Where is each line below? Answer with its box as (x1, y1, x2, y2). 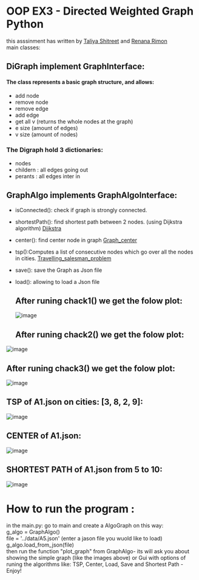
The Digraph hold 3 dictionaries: (6, 146, 103, 154)
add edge (15, 111, 39, 119)
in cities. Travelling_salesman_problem (15, 254, 112, 262)
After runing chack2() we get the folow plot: (15, 330, 184, 340)
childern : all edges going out (15, 166, 89, 173)
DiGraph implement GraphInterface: (6, 61, 145, 72)
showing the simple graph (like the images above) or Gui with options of (6, 554, 186, 562)
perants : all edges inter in (15, 172, 81, 180)
